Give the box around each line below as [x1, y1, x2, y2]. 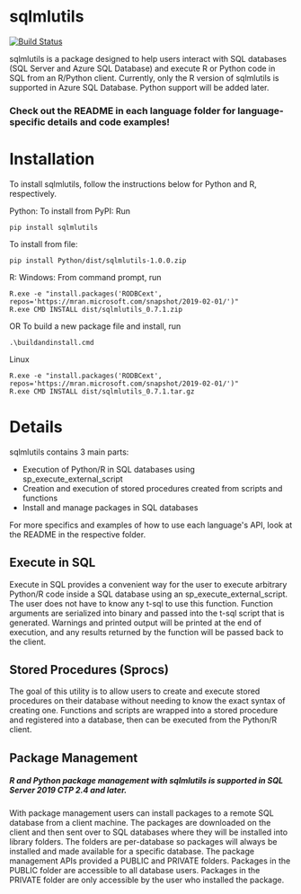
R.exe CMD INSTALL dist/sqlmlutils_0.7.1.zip [9, 305, 182, 314]
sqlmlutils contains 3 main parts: [9, 447, 129, 457]
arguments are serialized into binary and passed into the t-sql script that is [9, 607, 285, 618]
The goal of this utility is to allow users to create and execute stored [9, 686, 261, 697]
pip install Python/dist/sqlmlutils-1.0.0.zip [9, 256, 187, 265]
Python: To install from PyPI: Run [9, 205, 130, 217]
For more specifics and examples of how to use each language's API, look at [9, 519, 293, 530]
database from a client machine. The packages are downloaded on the [9, 817, 271, 828]
